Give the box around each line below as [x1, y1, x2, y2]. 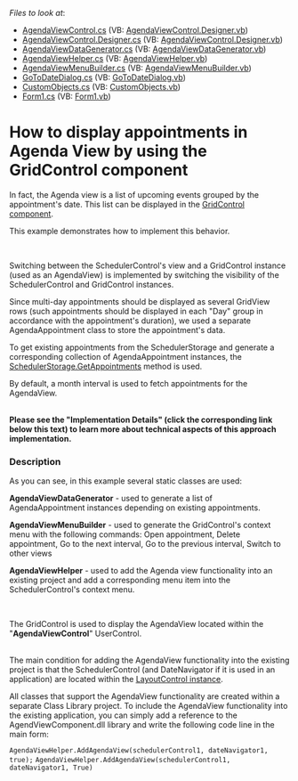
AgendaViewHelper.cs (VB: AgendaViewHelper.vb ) [21, 53, 208, 63]
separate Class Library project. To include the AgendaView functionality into [9, 701, 288, 712]
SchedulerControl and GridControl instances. [9, 279, 174, 289]
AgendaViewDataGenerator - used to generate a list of [9, 493, 213, 504]
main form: [9, 729, 49, 740]
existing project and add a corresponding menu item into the [9, 574, 231, 586]
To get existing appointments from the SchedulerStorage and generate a [9, 342, 275, 353]
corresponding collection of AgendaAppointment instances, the [9, 351, 243, 362]
